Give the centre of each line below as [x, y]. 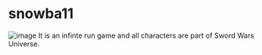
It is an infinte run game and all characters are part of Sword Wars [147, 35]
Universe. [24, 43]
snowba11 [41, 14]
